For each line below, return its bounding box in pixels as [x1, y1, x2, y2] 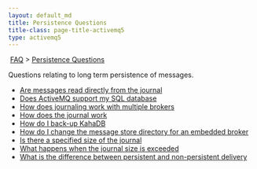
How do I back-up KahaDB [19, 119, 106, 128]
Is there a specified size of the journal [19, 135, 142, 145]
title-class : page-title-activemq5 [8, 26, 125, 34]
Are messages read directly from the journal [19, 86, 163, 95]
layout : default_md [8, 11, 72, 20]
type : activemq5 [8, 33, 61, 42]
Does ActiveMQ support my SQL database [19, 94, 157, 103]
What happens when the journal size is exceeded [19, 144, 179, 153]
